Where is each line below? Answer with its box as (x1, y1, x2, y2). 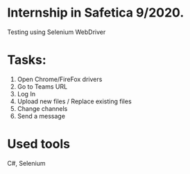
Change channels (17, 104, 68, 112)
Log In (17, 89, 36, 98)
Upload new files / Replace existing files (17, 97, 132, 105)
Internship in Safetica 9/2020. (7, 5, 184, 21)
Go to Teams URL (17, 82, 68, 91)
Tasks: (7, 52, 46, 68)
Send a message (17, 112, 66, 120)
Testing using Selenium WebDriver (7, 28, 106, 36)
